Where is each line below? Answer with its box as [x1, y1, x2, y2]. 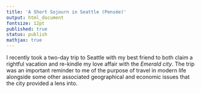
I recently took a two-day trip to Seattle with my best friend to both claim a [6, 54, 193, 61]
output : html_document [6, 15, 64, 21]
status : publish [6, 32, 48, 38]
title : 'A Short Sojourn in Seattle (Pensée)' [6, 9, 127, 15]
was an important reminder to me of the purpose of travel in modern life [6, 67, 187, 74]
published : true [6, 26, 48, 32]
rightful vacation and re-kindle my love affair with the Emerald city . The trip [6, 60, 195, 67]
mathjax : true [6, 37, 43, 43]
